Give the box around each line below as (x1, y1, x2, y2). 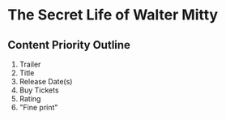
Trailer (19, 59, 41, 69)
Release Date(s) (19, 77, 73, 86)
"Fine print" (19, 103, 58, 112)
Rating (19, 94, 41, 103)
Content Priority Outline (7, 38, 131, 52)
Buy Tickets (19, 85, 59, 95)
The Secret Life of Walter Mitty (7, 6, 219, 24)
